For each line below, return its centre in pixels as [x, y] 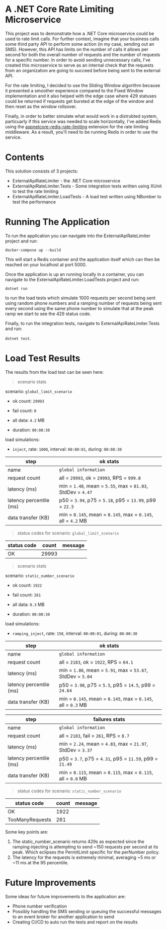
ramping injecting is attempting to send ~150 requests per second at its [85, 846]
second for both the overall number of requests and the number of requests [83, 54]
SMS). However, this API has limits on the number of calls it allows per [77, 49]
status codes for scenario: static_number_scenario [69, 791]
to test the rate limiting [35, 191]
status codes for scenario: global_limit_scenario [68, 533]
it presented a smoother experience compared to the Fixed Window [74, 90]
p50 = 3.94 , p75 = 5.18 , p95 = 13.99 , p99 [107, 500]
